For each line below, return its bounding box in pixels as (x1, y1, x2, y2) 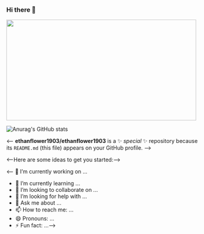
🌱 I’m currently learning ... (15, 180, 81, 187)
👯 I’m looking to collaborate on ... (15, 186, 98, 194)
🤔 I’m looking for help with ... (15, 192, 87, 200)
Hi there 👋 (6, 5, 37, 14)
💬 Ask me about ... (15, 199, 62, 207)
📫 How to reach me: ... (15, 206, 74, 213)
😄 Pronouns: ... (15, 215, 55, 222)
